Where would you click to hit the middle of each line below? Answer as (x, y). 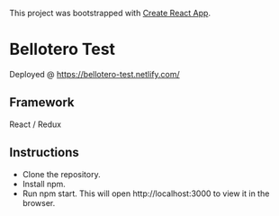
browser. (39, 202)
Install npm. (44, 184)
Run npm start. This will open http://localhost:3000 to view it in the (146, 193)
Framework (42, 103)
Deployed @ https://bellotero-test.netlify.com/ (94, 74)
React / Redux (35, 124)
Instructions (44, 153)
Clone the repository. (61, 174)
